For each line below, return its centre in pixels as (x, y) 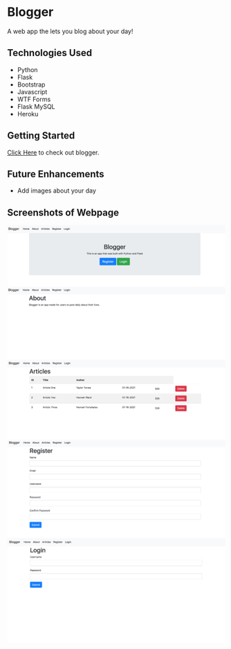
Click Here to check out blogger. (53, 152)
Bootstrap (31, 85)
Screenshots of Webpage (63, 212)
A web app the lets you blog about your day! (70, 31)
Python (27, 69)
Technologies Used (49, 53)
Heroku (28, 114)
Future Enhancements (56, 174)
